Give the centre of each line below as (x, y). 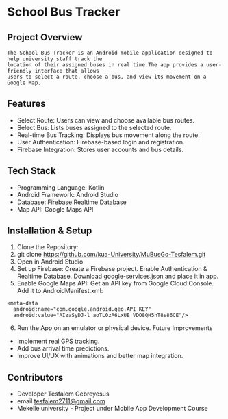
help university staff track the (55, 59)
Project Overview (45, 37)
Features (26, 104)
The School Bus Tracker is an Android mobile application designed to (110, 53)
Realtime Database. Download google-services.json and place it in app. (118, 276)
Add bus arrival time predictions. (63, 348)
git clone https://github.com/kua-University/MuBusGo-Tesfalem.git (111, 255)
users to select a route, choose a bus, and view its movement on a (107, 77)
